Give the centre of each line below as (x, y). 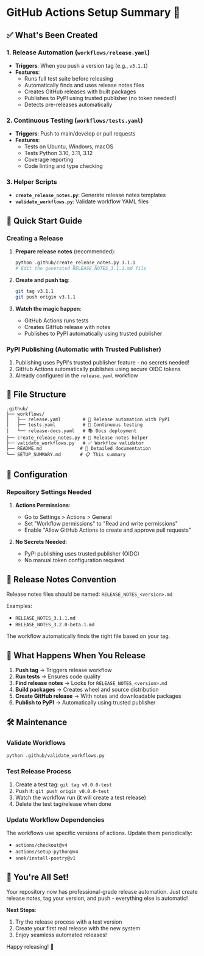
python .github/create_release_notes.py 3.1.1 (75, 263)
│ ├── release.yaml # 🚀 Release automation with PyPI (88, 419)
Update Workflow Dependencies (55, 819)
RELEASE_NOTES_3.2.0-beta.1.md (55, 625)
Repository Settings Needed (49, 492)
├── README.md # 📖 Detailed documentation (79, 448)
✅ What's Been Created (52, 35)
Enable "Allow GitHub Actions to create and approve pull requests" (108, 530)
